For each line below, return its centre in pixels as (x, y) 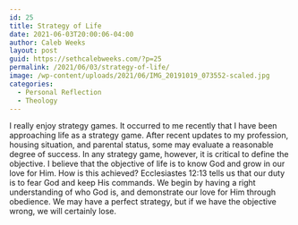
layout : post (34, 51)
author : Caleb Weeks (48, 42)
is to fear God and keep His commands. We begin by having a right (133, 183)
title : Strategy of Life (55, 26)
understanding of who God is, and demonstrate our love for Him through (143, 192)
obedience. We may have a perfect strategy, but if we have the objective (143, 202)
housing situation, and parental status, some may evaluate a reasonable (141, 145)
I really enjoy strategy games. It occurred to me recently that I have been (143, 126)
